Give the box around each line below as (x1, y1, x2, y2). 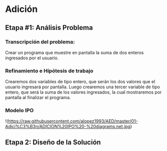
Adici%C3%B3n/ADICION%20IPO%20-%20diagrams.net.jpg (5, 124, 131, 130)
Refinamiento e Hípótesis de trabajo (5, 67, 93, 74)
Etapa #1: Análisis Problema (5, 23, 93, 32)
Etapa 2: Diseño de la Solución (5, 138, 101, 147)
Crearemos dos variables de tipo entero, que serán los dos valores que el (5, 79, 156, 85)
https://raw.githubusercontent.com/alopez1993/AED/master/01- (8, 118, 138, 124)
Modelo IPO (5, 107, 34, 114)
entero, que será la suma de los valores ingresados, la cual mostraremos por (5, 89, 162, 95)
